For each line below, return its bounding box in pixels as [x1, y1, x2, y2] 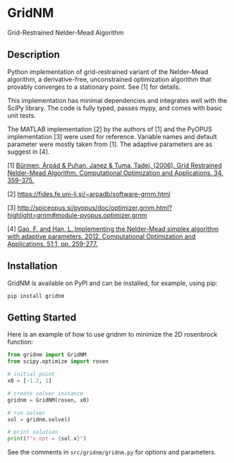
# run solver [7, 409, 46, 416]
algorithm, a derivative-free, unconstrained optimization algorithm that [7, 75, 211, 83]
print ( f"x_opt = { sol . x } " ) [7, 435, 87, 443]
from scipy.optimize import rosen [7, 358, 109, 365]
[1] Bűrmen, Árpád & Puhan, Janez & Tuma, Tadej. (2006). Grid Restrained [7, 161, 222, 169]
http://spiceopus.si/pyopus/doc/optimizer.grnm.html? [17, 203, 173, 212]
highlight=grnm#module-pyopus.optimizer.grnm [7, 210, 147, 220]
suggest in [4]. [7, 147, 50, 156]
